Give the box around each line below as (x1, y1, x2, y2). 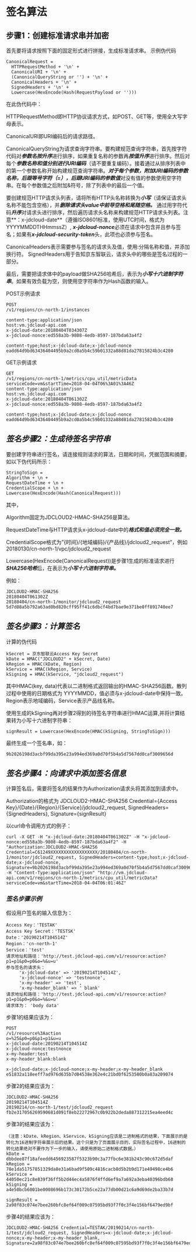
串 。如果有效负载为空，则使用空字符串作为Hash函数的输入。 (6, 278, 152, 285)
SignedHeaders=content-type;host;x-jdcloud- (79, 854, 190, 861)
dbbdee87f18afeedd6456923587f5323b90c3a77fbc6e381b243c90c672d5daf (6, 1156, 174, 1162)
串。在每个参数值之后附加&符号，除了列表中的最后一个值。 (6, 182, 148, 189)
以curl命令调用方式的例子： (6, 822, 72, 829)
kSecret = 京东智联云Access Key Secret (6, 651, 99, 656)
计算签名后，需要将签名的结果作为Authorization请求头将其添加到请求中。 (6, 785, 182, 792)
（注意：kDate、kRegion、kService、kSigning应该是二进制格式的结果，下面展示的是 (6, 1133, 188, 1139)
